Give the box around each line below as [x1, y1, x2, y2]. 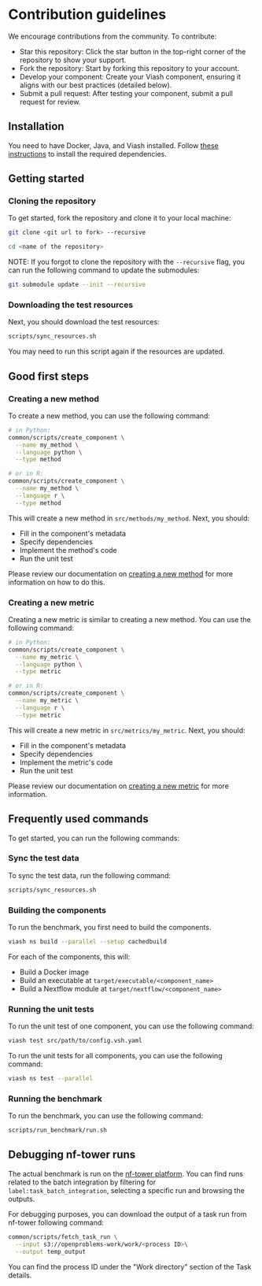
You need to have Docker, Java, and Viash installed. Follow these [8, 140, 219, 150]
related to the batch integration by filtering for [8, 1177, 156, 1187]
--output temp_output [15, 1247, 87, 1255]
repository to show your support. [19, 55, 127, 65]
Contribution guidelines [8, 6, 167, 24]
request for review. [19, 97, 81, 106]
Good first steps [8, 369, 89, 383]
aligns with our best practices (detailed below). [19, 80, 172, 90]
